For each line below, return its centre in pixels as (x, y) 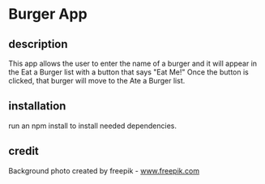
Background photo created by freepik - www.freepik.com (104, 170)
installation (37, 106)
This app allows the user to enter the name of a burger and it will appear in (133, 63)
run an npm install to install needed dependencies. (92, 126)
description (38, 44)
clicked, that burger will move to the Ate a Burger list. (97, 81)
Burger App (48, 14)
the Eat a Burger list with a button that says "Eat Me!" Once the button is (128, 72)
